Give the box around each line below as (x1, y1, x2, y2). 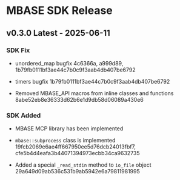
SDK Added (6, 111, 41, 119)
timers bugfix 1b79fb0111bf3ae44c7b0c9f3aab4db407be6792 (15, 78, 170, 85)
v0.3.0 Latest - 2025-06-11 (6, 28, 110, 38)
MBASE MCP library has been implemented (15, 125, 124, 132)
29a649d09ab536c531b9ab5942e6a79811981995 (15, 168, 141, 175)
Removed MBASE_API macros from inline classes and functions (15, 89, 174, 97)
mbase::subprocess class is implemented (15, 137, 116, 144)
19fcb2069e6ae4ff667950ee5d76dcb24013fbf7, (15, 143, 136, 150)
